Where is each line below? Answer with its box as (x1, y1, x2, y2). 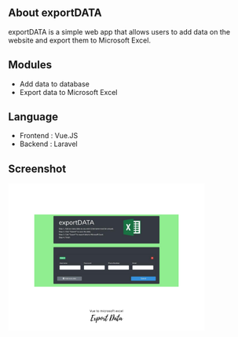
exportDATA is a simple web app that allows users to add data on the (8, 27, 230, 36)
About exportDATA (8, 6, 102, 20)
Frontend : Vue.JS (19, 131, 79, 141)
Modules (8, 58, 53, 71)
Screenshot (8, 162, 67, 175)
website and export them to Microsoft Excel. (8, 35, 152, 45)
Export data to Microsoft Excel (19, 87, 118, 97)
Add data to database (19, 79, 90, 89)
